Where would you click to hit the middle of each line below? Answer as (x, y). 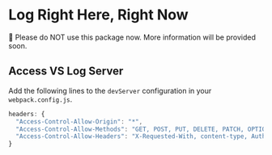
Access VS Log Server (66, 71)
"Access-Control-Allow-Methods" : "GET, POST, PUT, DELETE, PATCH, (130, 129)
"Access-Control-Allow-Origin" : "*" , (79, 121)
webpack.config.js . (40, 99)
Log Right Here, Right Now (98, 15)
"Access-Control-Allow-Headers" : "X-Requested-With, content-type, (132, 136)
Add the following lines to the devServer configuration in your (110, 90)
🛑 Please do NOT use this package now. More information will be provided (132, 37)
